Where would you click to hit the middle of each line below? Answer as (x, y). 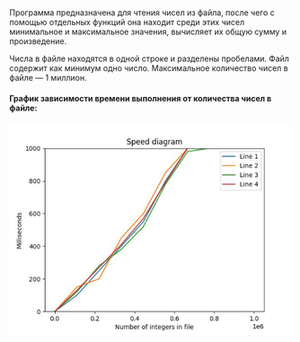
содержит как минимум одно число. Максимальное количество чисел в (149, 68)
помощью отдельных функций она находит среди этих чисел (127, 22)
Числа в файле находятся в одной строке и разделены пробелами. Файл (150, 59)
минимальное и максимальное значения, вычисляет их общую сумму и (148, 32)
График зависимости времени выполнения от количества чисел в (141, 98)
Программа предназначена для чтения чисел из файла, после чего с (142, 13)
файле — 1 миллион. (48, 78)
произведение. (38, 41)
